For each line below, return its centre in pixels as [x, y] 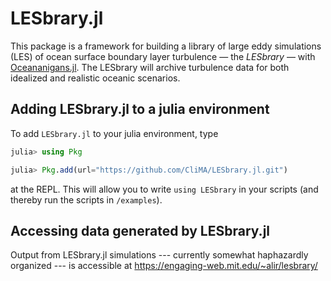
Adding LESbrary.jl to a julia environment [140, 109]
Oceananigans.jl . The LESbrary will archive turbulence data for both [150, 67]
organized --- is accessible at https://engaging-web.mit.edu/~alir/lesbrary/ [164, 266]
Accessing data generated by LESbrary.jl [140, 230]
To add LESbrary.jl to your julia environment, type [114, 133]
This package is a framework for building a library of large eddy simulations [166, 46]
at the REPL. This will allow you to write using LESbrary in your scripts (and [164, 189]
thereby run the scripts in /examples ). [86, 199]
